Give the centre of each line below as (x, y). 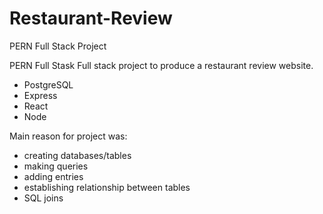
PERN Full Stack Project (58, 46)
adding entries (53, 176)
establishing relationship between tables (107, 187)
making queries (56, 166)
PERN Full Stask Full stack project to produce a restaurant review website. (161, 65)
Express (40, 95)
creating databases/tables (77, 155)
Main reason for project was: (68, 136)
